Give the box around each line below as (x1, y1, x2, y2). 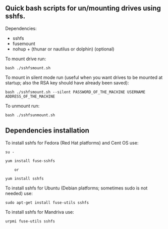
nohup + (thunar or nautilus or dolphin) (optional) (12, 45, 115, 52)
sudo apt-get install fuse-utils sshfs (5, 200, 89, 205)
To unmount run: (5, 103, 40, 109)
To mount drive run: (5, 56, 46, 62)
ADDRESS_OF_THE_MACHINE (5, 94, 55, 99)
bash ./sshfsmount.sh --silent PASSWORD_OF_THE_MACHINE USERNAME (5, 89, 145, 95)
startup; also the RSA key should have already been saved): (5, 79, 129, 85)
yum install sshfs (5, 176, 44, 181)
